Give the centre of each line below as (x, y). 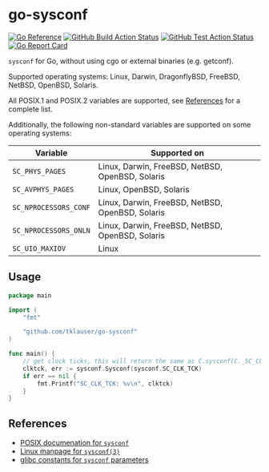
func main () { (32, 354)
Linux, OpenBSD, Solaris (144, 189)
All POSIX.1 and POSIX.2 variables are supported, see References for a (124, 100)
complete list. (31, 109)
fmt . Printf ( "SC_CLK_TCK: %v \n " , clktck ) (105, 383)
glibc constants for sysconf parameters (84, 460)
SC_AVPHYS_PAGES (43, 189)
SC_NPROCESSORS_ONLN (51, 230)
